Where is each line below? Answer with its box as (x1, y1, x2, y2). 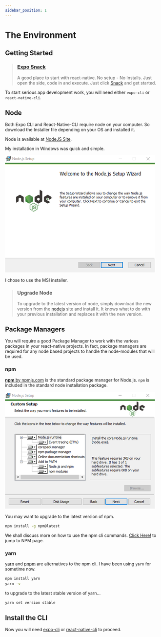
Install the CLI (5, 614, 48, 622)
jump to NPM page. (5, 537, 44, 543)
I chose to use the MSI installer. (5, 277, 68, 283)
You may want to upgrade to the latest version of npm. (5, 513, 115, 519)
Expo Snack (17, 64, 46, 70)
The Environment (5, 29, 77, 41)
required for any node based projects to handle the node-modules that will (5, 348, 155, 354)
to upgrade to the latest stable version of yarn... (5, 590, 101, 596)
